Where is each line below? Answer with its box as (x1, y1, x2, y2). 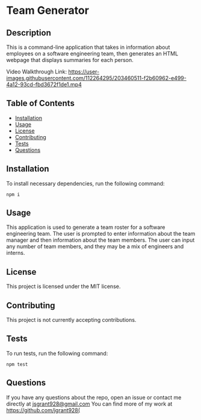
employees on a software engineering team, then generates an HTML (6, 50, 179, 57)
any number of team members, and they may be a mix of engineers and (6, 243, 184, 250)
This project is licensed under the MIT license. (6, 283, 121, 290)
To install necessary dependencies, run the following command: (6, 180, 165, 187)
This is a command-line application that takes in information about (6, 43, 170, 51)
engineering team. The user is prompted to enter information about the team (6, 230, 196, 237)
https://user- (68, 68, 100, 75)
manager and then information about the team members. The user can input (6, 236, 195, 244)
